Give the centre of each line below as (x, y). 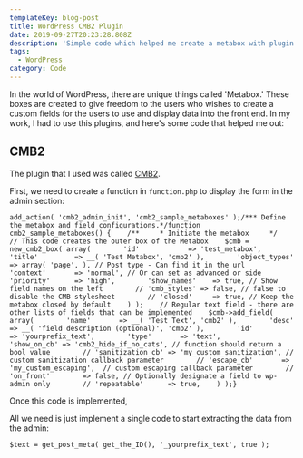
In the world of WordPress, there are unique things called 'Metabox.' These (150, 94)
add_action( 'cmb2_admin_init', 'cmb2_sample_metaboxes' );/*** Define (147, 217)
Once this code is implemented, (69, 401)
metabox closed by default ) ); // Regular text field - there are (152, 305)
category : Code (38, 69)
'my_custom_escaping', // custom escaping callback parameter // (152, 368)
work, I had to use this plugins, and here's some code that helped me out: (147, 122)
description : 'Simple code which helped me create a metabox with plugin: (154, 43)
